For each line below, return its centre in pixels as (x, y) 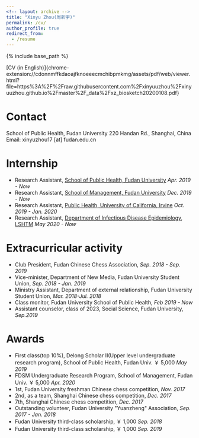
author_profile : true (33, 28)
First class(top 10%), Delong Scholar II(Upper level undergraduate (95, 355)
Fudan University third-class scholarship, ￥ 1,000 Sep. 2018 (88, 421)
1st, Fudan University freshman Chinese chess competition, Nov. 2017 (100, 389)
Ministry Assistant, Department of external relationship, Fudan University (103, 290)
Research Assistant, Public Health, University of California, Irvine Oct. (99, 205)
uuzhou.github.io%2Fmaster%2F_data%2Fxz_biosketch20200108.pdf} (93, 93)
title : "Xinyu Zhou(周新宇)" (41, 17)
